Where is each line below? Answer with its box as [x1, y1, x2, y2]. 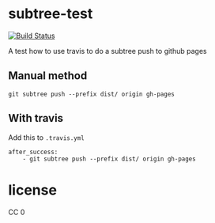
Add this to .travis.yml [8, 132, 85, 142]
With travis [8, 111, 64, 125]
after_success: [8, 148, 58, 156]
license [8, 181, 58, 198]
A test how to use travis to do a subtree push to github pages [8, 46, 207, 55]
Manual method [8, 69, 88, 83]
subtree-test [8, 5, 93, 23]
